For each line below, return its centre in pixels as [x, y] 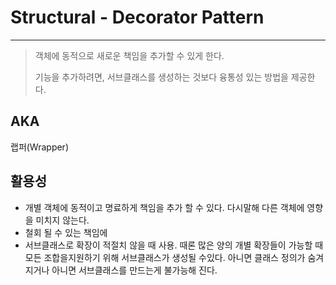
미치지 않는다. [62, 220]
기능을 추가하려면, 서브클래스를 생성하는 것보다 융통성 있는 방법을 [161, 77]
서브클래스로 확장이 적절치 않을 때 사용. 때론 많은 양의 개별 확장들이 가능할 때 [174, 245]
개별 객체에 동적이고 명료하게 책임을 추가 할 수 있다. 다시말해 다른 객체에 [164, 207]
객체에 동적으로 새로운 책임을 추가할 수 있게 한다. [129, 55]
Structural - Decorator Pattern [137, 17]
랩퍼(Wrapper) [39, 147]
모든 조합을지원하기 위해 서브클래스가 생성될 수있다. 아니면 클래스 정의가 [165, 257]
